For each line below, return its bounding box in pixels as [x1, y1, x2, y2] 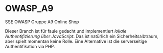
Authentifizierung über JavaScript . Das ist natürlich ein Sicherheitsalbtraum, [5, 33, 159, 39]
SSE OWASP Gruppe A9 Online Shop [5, 19, 79, 25]
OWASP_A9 [5, 3, 54, 14]
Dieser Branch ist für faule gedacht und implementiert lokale [5, 28, 127, 34]
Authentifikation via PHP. [5, 43, 55, 49]
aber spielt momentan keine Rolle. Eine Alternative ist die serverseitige [5, 38, 147, 44]
